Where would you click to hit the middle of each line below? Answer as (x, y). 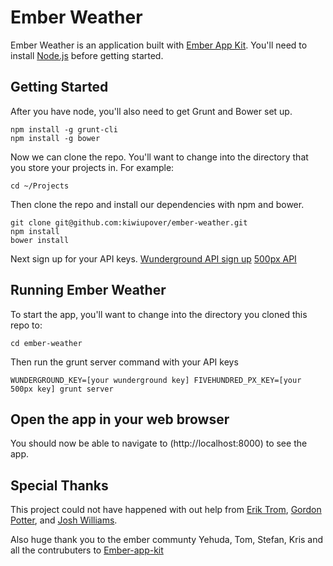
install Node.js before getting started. (87, 55)
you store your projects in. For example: (92, 167)
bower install (40, 240)
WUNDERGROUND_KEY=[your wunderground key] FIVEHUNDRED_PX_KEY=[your (156, 380)
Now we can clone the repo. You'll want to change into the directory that (159, 157)
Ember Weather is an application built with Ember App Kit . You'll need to (159, 45)
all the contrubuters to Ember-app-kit (87, 550)
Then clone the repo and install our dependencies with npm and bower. (157, 204)
